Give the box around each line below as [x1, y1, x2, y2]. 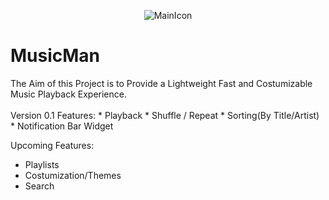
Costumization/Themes [24, 169, 122, 181]
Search [24, 180, 55, 192]
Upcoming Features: [10, 139, 95, 151]
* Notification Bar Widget [10, 120, 114, 132]
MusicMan [10, 45, 101, 67]
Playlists [24, 158, 60, 170]
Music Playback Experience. [10, 88, 127, 100]
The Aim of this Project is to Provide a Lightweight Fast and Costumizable [10, 77, 313, 89]
